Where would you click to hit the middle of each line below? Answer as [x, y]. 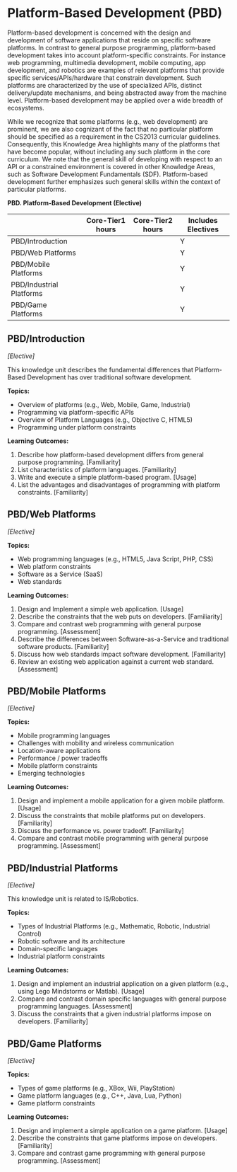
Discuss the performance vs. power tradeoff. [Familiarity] [101, 831]
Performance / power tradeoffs [62, 758]
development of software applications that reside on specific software [109, 40]
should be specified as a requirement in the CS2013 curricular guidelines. [114, 137]
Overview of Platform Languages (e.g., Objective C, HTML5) [105, 420]
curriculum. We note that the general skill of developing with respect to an [115, 159]
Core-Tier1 [105, 220]
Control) [30, 934]
